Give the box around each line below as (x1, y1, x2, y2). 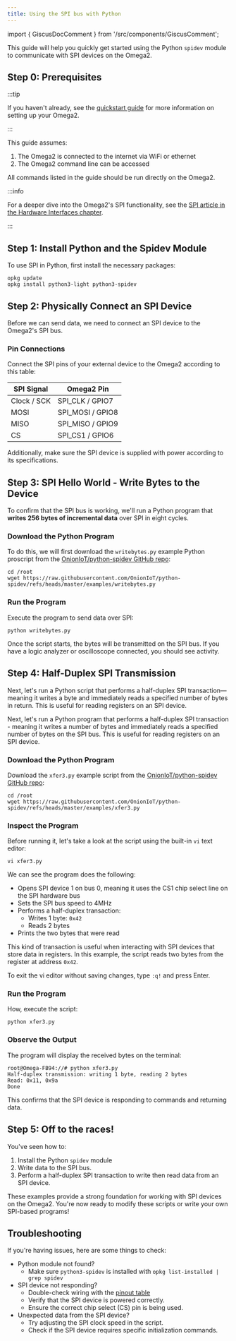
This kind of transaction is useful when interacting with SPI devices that (7, 943, 215, 951)
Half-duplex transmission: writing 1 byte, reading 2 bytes (7, 1071, 188, 1078)
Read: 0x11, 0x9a (7, 1077, 58, 1084)
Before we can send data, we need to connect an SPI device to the (7, 319, 201, 327)
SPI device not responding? (17, 1281, 98, 1289)
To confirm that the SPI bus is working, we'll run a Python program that (7, 506, 213, 515)
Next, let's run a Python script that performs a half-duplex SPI (7, 686, 187, 694)
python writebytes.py (7, 627, 71, 634)
